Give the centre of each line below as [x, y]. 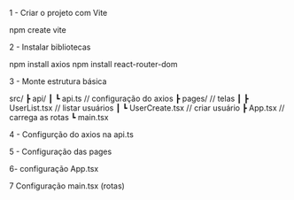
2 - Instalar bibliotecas [50, 47]
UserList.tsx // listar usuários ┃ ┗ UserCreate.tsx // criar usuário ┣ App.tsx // [147, 108]
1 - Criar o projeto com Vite [58, 13]
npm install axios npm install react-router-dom [93, 64]
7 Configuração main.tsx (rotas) [67, 186]
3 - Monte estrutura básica [58, 81]
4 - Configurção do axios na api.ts [72, 135]
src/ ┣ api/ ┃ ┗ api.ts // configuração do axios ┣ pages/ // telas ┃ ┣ [129, 98]
